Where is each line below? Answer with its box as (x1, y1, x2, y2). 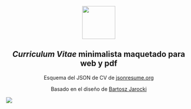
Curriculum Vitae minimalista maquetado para (12, 49, 185, 59)
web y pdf (80, 59, 118, 69)
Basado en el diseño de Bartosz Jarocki (51, 85, 147, 93)
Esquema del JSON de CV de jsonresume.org (43, 74, 154, 81)
